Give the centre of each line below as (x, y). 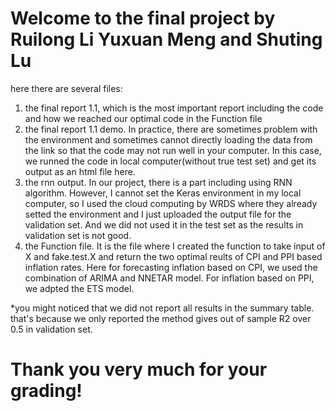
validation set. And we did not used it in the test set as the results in (164, 224)
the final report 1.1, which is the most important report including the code (174, 108)
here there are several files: (66, 88)
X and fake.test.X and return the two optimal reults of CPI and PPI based (173, 256)
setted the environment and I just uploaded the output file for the (158, 214)
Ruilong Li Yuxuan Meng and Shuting (166, 39)
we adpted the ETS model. (79, 288)
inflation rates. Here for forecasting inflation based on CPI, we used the (171, 267)
